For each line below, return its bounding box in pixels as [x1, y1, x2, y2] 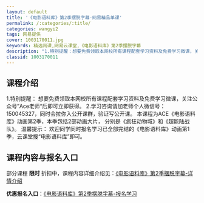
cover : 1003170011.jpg [6, 37, 64, 43]
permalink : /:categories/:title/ [6, 20, 91, 26]
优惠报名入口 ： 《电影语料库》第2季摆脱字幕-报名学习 [6, 190, 137, 198]
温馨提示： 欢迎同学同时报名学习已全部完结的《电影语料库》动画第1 [21, 125, 190, 133]
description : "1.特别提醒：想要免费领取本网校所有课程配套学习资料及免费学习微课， [6, 48, 195, 55]
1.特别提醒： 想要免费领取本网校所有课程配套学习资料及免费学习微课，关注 [6, 95, 192, 102]
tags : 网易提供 [6, 32, 41, 38]
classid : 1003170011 [6, 54, 59, 60]
